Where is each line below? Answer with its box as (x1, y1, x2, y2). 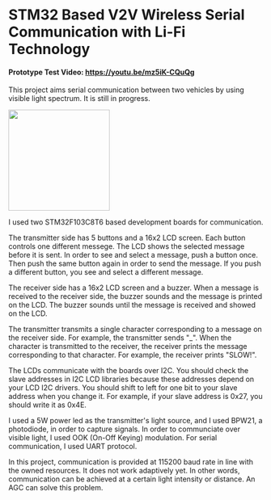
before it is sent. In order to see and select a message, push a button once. (8, 250, 259, 260)
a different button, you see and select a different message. (8, 267, 204, 277)
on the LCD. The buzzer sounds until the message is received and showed (8, 300, 256, 310)
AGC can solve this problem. (8, 483, 104, 493)
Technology (8, 40, 91, 58)
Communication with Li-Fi (8, 23, 186, 41)
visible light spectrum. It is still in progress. (8, 94, 151, 103)
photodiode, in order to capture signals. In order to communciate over (8, 424, 241, 434)
